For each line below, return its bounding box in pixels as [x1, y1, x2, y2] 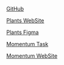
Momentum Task [6, 41, 49, 47]
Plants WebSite [6, 17, 44, 24]
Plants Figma [6, 29, 39, 36]
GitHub [6, 5, 24, 12]
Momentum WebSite [6, 52, 58, 60]
